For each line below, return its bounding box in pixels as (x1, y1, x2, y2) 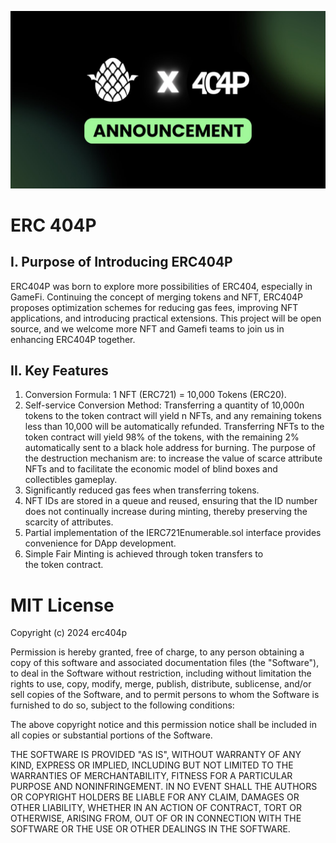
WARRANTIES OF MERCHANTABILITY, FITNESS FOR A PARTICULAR (10, 770, 293, 782)
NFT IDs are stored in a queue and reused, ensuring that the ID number (24, 495, 318, 507)
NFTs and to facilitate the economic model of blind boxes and (24, 463, 278, 475)
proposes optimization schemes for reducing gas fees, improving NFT (10, 301, 299, 313)
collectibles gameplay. (24, 474, 118, 486)
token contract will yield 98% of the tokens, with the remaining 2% (24, 431, 300, 443)
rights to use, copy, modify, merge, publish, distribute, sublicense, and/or (10, 678, 312, 690)
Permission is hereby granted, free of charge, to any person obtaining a (10, 646, 305, 658)
